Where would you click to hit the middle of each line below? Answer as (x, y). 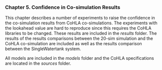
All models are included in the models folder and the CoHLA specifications (80, 58)
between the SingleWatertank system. (43, 49)
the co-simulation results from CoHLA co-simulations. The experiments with (81, 23)
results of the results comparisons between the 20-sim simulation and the (79, 38)
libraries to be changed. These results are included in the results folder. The (81, 34)
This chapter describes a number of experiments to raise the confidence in (80, 18)
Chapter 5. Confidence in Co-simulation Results (63, 7)
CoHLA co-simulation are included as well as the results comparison (73, 44)
